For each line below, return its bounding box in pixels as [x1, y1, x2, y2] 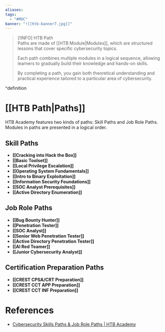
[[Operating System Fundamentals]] [12, 168, 89, 174]
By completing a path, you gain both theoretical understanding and [17, 70, 155, 76]
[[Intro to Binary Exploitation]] [12, 173, 76, 179]
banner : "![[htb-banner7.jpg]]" [5, 21, 72, 26]
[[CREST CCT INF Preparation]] [12, 287, 78, 293]
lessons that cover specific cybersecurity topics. [17, 45, 118, 51]
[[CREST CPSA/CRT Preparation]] [12, 277, 84, 283]
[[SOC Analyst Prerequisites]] [12, 184, 76, 190]
